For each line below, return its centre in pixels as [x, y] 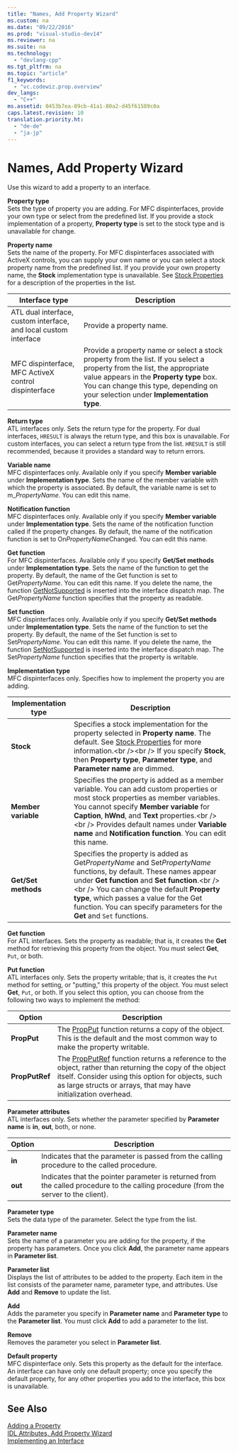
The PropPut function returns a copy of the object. [141, 1030]
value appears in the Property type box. [151, 377]
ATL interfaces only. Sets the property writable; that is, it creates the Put [113, 977]
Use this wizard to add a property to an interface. [79, 187]
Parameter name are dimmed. [124, 769]
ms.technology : [30, 54]
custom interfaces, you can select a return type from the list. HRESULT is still [117, 444]
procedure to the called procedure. [99, 1165]
